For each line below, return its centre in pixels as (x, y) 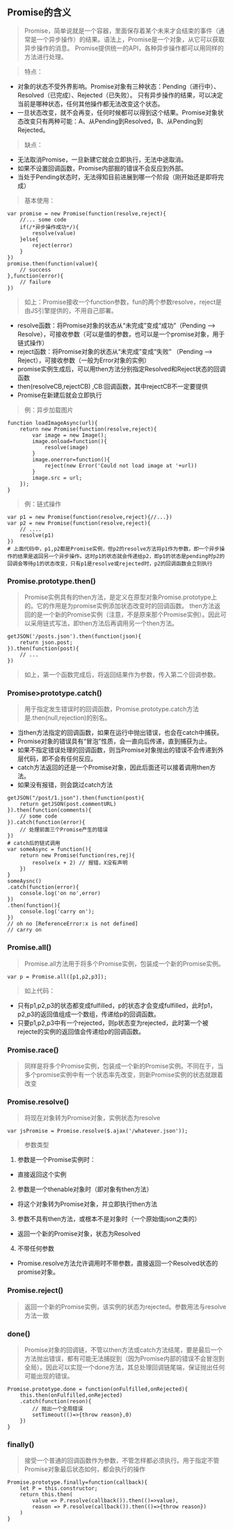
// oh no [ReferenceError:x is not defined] (73, 924)
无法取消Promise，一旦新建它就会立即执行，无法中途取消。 (102, 160)
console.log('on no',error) (60, 894)
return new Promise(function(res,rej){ (78, 855)
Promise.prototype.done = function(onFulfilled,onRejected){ (98, 1389)
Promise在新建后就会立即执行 (59, 395)
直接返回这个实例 (42, 1174)
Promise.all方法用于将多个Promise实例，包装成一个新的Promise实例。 (124, 963)
